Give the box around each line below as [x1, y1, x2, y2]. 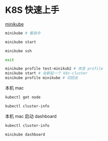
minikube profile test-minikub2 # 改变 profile [5, 66, 104, 71]
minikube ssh [5, 48, 32, 53]
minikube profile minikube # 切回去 [5, 75, 78, 80]
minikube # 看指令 [5, 31, 41, 35]
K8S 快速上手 [5, 4, 60, 16]
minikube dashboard [5, 132, 45, 137]
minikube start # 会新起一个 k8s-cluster [5, 71, 88, 76]
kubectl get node [5, 95, 41, 100]
